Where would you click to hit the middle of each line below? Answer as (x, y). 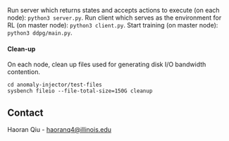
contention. (24, 72)
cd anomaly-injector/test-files (55, 85)
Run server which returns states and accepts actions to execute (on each (113, 10)
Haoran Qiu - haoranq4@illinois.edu (59, 130)
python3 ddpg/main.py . (40, 32)
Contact (25, 112)
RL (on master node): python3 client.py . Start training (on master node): (113, 25)
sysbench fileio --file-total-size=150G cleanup (80, 91)
